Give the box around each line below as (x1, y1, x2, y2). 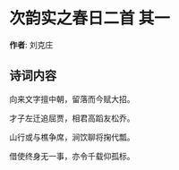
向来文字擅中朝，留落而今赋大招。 (9, 93, 135, 104)
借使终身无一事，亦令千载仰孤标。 (9, 150, 135, 161)
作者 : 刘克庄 (9, 39, 54, 50)
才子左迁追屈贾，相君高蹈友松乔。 (9, 113, 135, 123)
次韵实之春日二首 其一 (9, 8, 170, 29)
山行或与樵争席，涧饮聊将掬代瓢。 (9, 132, 135, 142)
